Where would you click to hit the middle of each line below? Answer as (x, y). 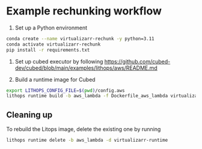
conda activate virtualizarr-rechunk (54, 44)
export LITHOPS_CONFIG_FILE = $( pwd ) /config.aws (66, 90)
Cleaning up (29, 114)
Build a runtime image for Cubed (55, 79)
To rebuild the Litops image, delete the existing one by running (84, 129)
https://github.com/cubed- (137, 61)
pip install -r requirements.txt (48, 50)
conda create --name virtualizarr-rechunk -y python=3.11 (80, 38)
